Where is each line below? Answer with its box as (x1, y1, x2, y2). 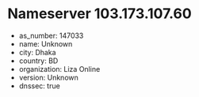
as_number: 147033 (18, 31, 84, 40)
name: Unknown (18, 39, 73, 48)
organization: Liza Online (18, 64, 101, 73)
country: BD (18, 56, 59, 65)
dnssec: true (18, 80, 60, 91)
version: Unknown (18, 73, 78, 82)
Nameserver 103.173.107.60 (7, 5, 192, 23)
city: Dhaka (18, 47, 56, 57)
